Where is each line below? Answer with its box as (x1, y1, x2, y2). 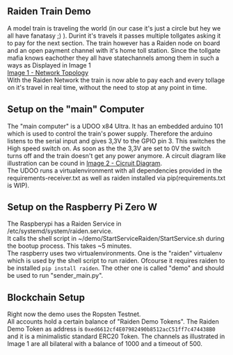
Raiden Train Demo (7, 6, 92, 17)
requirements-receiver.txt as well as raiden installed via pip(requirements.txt (7, 173, 226, 182)
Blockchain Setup (7, 292, 86, 303)
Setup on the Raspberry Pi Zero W (7, 201, 158, 213)
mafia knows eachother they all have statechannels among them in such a (7, 54, 220, 62)
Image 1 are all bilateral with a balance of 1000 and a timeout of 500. (7, 340, 203, 348)
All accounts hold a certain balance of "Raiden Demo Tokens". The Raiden (7, 317, 219, 326)
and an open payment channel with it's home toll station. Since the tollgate (7, 46, 221, 54)
